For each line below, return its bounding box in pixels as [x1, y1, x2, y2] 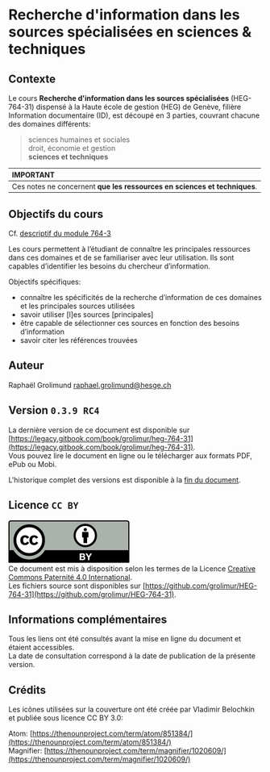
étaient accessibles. [8, 643, 75, 653]
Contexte [8, 72, 56, 86]
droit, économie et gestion [27, 144, 116, 152]
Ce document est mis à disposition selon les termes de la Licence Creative [8, 563, 256, 574]
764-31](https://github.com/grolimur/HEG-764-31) [8, 589, 175, 599]
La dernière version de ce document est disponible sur [8, 425, 190, 435]
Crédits [8, 683, 47, 697]
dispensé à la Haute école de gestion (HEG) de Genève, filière [35, 102, 242, 111]
